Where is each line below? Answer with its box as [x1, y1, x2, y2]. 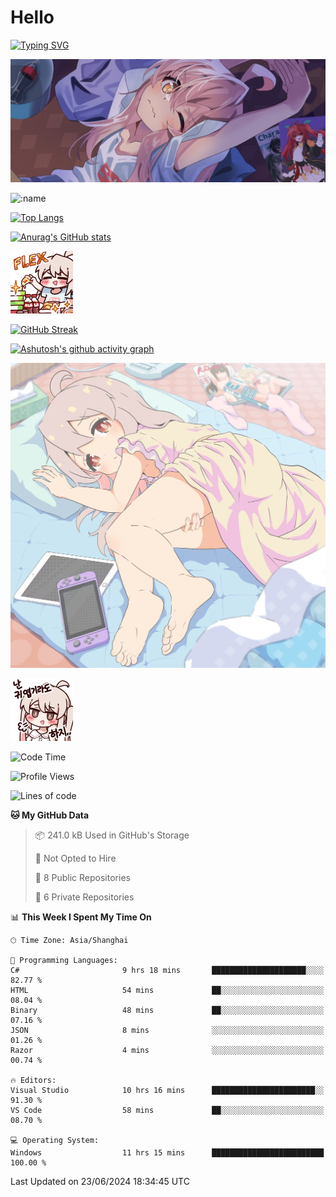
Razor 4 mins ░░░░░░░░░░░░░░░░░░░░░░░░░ [10, 1045, 325, 1055]
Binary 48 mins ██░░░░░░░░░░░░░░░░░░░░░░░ [10, 1005, 325, 1015]
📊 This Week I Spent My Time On [10, 911, 152, 923]
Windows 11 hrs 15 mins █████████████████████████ [10, 1147, 325, 1158]
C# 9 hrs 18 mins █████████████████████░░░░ [10, 965, 325, 975]
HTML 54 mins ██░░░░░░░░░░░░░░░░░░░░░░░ [10, 985, 325, 995]
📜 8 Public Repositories [34, 871, 131, 883]
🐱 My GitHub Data [10, 809, 90, 821]
